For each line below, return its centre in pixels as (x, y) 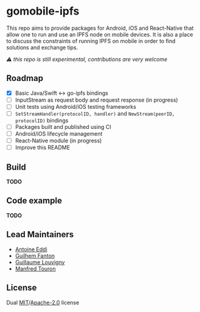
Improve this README (43, 148)
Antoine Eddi (31, 249)
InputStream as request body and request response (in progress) (96, 100)
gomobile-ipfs (43, 11)
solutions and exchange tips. (42, 47)
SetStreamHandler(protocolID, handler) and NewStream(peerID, (95, 113)
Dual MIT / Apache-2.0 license (43, 302)
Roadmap (25, 78)
